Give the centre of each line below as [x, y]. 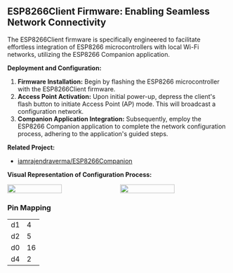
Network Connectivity [57, 23]
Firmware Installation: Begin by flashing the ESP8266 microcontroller [118, 81]
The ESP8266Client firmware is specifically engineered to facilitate [104, 39]
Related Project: [31, 147]
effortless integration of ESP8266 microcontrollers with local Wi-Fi [103, 47]
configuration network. [51, 111]
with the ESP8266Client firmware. [66, 89]
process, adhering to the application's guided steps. [93, 133]
